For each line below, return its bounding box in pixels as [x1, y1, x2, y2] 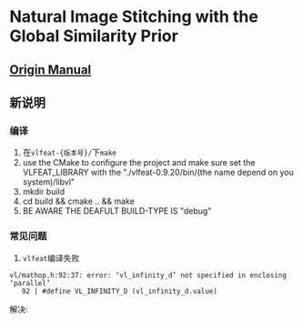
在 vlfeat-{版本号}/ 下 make [22, 147, 116, 158]
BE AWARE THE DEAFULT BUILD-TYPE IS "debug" [22, 206, 212, 217]
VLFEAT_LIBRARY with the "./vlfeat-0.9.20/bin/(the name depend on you [22, 167, 294, 178]
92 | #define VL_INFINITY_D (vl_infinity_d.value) [21, 287, 218, 296]
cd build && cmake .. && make [22, 196, 135, 207]
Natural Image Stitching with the [9, 6, 259, 27]
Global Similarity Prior [9, 25, 179, 46]
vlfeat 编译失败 [22, 252, 80, 263]
